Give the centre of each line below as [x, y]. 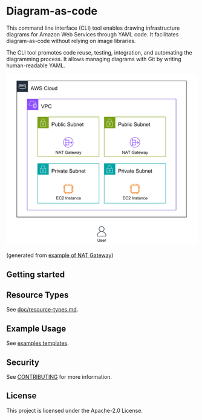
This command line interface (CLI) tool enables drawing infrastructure [93, 28]
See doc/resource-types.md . [42, 310]
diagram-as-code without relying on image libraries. [71, 41]
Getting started [36, 274]
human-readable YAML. [36, 65]
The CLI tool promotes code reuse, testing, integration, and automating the [99, 52]
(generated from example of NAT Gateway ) [60, 255]
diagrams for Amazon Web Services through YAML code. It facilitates [93, 34]
